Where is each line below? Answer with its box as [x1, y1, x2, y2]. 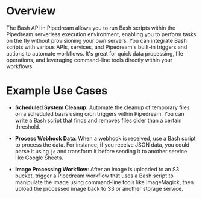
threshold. [14, 123, 40, 130]
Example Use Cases [6, 84, 108, 98]
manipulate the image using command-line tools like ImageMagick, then [14, 178, 194, 185]
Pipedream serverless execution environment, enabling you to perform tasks [6, 30, 197, 37]
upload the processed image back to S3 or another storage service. [14, 185, 184, 192]
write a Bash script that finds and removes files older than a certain [14, 117, 182, 124]
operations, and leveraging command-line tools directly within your [6, 56, 173, 63]
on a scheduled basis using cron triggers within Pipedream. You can [14, 110, 185, 117]
